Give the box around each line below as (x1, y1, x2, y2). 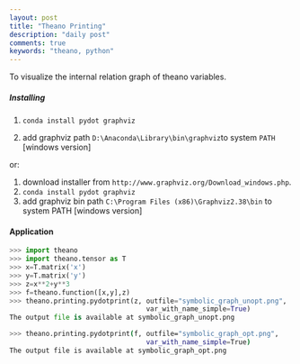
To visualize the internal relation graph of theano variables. (9, 71, 227, 82)
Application (9, 226, 54, 237)
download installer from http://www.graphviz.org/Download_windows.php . (22, 177, 292, 187)
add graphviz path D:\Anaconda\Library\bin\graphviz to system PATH (22, 132, 276, 143)
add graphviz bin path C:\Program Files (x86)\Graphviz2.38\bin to (22, 196, 272, 207)
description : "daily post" (9, 30, 110, 39)
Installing (9, 92, 46, 103)
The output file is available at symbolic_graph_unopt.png (9, 313, 235, 323)
